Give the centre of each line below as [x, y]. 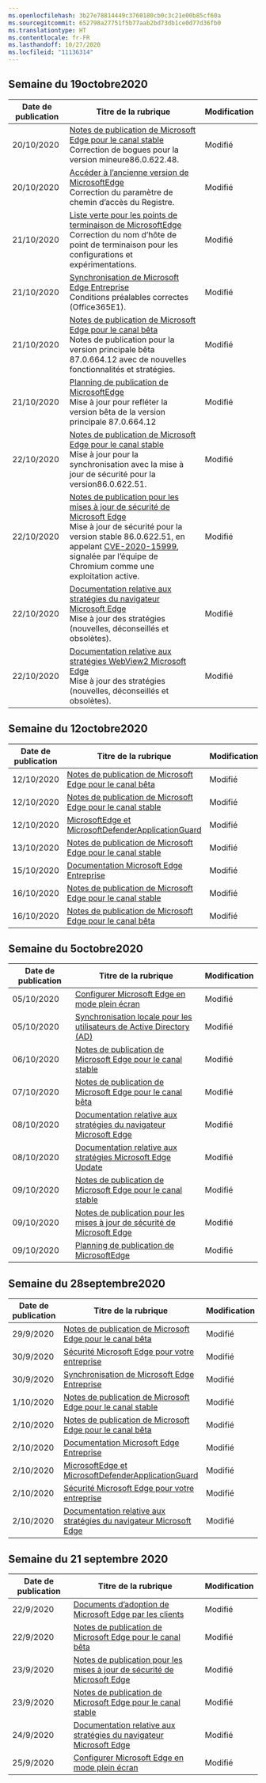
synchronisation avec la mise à [127, 464]
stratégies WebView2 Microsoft [128, 661]
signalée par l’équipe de [114, 556]
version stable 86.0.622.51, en [127, 537]
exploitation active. [104, 576]
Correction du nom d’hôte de [123, 234]
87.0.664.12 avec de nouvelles [128, 359]
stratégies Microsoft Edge [123, 1158]
